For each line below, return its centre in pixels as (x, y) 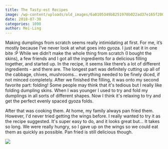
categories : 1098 (23, 24)
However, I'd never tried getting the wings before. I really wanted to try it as (83, 116)
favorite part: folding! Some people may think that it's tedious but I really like (84, 85)
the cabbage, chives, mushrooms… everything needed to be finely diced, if (82, 74)
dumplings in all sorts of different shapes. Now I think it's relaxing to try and (83, 96)
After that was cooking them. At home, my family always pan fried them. (79, 111)
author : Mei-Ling (23, 28)
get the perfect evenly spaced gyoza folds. (49, 101)
